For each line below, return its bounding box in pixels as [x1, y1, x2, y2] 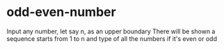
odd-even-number [6, 4, 116, 20]
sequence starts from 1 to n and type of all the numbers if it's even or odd [6, 34, 217, 42]
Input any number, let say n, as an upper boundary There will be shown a [6, 27, 216, 35]
